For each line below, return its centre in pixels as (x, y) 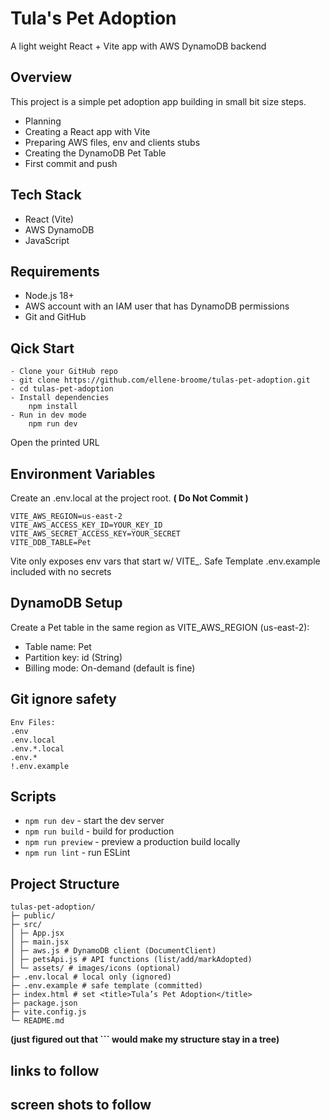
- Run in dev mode (48, 415)
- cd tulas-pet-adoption (62, 389)
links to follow (55, 1070)
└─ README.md (37, 1021)
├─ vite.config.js (48, 1012)
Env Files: (33, 722)
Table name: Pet (58, 646)
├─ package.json (44, 1003)
